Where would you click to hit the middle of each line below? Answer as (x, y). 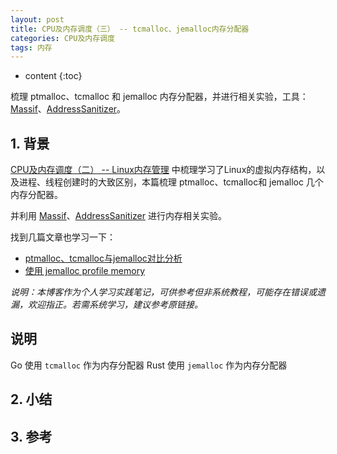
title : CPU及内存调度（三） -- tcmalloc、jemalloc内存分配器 (130, 29)
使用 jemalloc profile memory (85, 271)
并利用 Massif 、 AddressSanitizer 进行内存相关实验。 (118, 216)
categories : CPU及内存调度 (62, 38)
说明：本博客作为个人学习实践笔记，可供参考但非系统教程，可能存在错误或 (163, 292)
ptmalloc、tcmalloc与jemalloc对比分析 (103, 258)
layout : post (37, 19)
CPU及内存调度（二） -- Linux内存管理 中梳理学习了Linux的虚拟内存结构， (163, 170)
